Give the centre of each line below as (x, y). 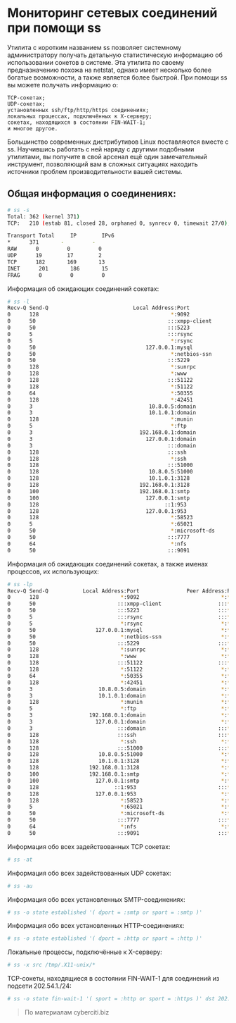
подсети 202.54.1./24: (39, 986)
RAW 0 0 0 (54, 249)
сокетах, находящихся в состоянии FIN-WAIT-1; (77, 122)
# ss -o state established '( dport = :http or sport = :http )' (105, 938)
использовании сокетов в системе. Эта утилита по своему (96, 62)
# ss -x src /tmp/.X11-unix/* (52, 965)
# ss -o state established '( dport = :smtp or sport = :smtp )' (105, 912)
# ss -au (20, 886)
